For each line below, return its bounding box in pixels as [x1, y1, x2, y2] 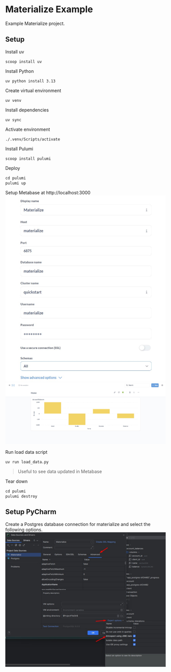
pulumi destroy [5, 493, 38, 499]
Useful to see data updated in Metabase [17, 468, 102, 474]
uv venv [5, 98, 22, 103]
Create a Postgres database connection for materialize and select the [5, 521, 151, 527]
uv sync [5, 117, 22, 123]
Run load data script [5, 449, 48, 455]
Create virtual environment [5, 87, 62, 94]
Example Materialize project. [5, 20, 65, 26]
